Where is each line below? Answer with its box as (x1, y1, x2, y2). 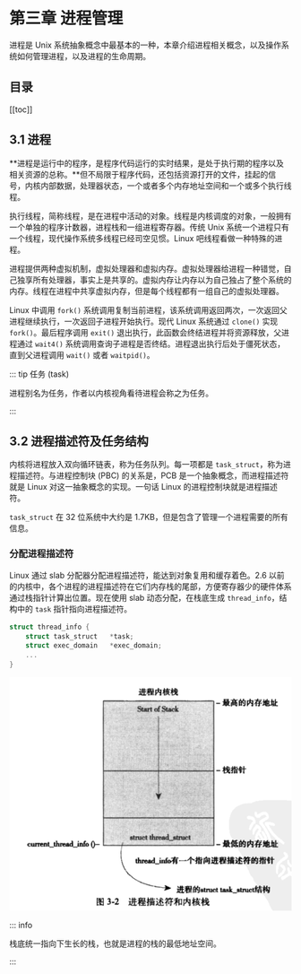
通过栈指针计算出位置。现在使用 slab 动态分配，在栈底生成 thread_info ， (9, 592, 279, 603)
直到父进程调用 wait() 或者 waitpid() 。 (9, 349, 155, 360)
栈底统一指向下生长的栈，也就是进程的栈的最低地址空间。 (9, 938, 221, 949)
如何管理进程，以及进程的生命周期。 (16, 50, 150, 61)
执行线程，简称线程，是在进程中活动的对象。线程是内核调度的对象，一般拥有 (9, 210, 292, 221)
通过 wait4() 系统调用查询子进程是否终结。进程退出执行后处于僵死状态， (16, 338, 285, 349)
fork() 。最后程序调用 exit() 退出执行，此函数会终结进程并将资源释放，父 (9, 326, 282, 337)
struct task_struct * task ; (25, 631, 134, 641)
